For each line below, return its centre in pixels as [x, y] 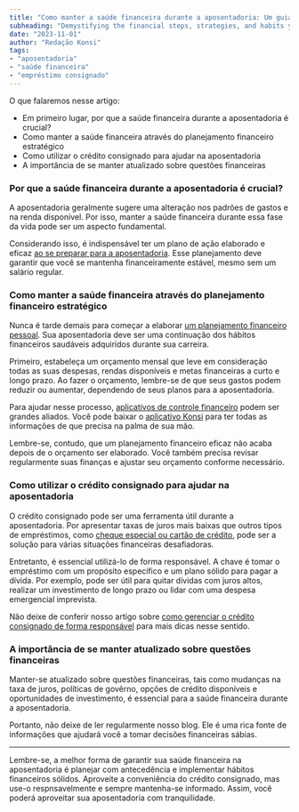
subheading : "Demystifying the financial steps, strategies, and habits [147, 26]
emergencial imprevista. [53, 599]
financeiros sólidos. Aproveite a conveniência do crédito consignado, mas [145, 778]
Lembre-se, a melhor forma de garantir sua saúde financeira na [125, 760]
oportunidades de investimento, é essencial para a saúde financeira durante [149, 698]
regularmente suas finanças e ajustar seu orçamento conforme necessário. [147, 462]
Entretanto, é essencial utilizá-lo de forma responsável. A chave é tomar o [145, 561]
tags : [19, 51]
